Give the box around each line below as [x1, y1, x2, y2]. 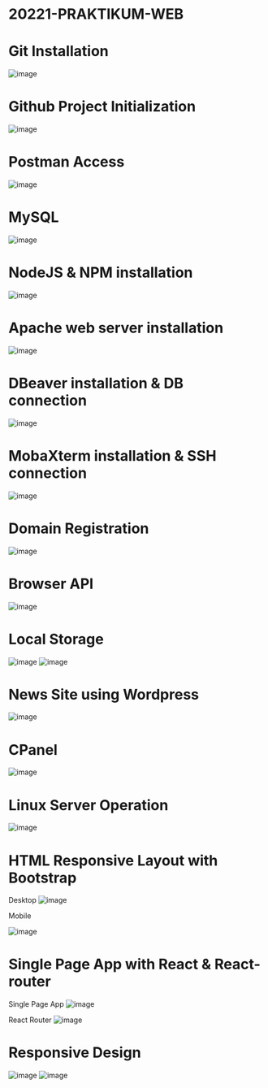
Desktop [8, 895, 37, 905]
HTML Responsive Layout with [8, 851, 218, 869]
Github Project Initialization [8, 98, 197, 116]
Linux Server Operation [8, 795, 169, 814]
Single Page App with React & [8, 956, 212, 973]
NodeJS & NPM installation [8, 263, 193, 282]
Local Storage [8, 630, 104, 648]
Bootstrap [8, 869, 77, 886]
